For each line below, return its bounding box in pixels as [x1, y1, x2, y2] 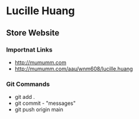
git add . [14, 94, 35, 101]
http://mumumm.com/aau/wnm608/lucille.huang [14, 65, 133, 72]
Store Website [6, 28, 60, 38]
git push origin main [14, 106, 63, 113]
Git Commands [6, 80, 50, 88]
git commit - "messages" [14, 99, 76, 107]
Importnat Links [6, 46, 53, 54]
